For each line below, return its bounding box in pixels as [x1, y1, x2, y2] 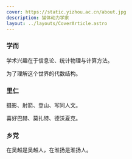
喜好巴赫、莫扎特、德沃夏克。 [6, 114, 81, 122]
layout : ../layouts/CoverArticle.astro [6, 20, 108, 26]
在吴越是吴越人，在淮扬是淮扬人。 [6, 146, 92, 153]
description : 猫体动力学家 [6, 15, 69, 21]
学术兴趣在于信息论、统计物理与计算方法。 [6, 56, 113, 64]
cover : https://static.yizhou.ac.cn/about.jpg [6, 9, 127, 15]
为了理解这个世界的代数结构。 [6, 70, 81, 77]
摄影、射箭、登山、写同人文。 [6, 102, 81, 109]
